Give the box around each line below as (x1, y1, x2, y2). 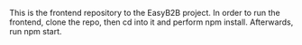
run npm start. (9, 26, 62, 36)
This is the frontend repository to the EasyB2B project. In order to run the (9, 8, 281, 18)
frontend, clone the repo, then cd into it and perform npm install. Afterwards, (9, 17, 294, 27)
